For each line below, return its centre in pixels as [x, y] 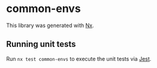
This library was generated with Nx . [50, 25]
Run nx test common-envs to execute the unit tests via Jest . [79, 58]
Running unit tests [41, 44]
